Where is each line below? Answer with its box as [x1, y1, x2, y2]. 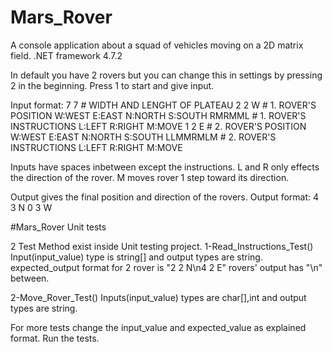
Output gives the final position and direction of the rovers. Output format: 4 [10, 191, 320, 203]
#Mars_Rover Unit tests [10, 221, 107, 233]
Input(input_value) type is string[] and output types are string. [10, 251, 263, 263]
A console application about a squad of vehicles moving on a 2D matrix [10, 39, 304, 51]
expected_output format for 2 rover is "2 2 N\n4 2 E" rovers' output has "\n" [10, 261, 323, 273]
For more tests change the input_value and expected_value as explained [10, 321, 307, 333]
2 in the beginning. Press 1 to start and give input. [10, 79, 215, 91]
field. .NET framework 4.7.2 [10, 49, 123, 61]
